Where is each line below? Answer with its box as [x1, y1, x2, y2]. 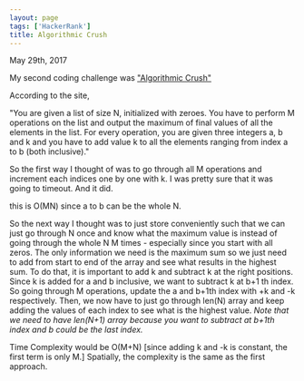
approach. [9, 361, 48, 372]
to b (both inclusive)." [9, 146, 90, 157]
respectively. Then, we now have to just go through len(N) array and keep [9, 296, 285, 307]
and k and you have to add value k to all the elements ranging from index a [9, 137, 289, 148]
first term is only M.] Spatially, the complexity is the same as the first [9, 351, 266, 363]
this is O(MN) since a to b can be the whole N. [9, 200, 181, 211]
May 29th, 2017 [9, 55, 68, 66]
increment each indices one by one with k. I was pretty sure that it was [9, 173, 274, 184]
